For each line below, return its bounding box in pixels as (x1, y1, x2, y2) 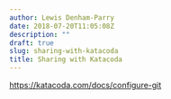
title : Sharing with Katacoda (9, 55, 123, 64)
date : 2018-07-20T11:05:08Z (9, 22, 115, 31)
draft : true (9, 38, 54, 48)
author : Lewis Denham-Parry (9, 13, 115, 22)
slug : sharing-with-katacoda (9, 47, 119, 56)
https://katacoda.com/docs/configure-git (9, 80, 162, 90)
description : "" (9, 30, 70, 39)
